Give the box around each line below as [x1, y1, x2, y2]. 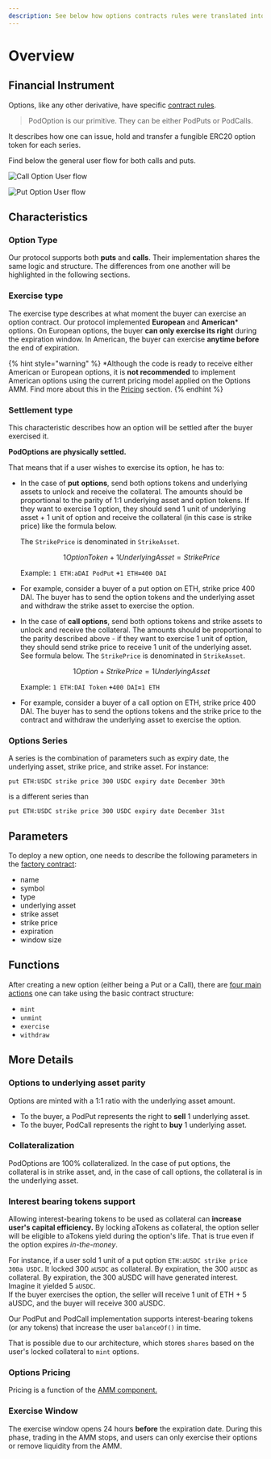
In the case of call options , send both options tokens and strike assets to [19, 616, 263, 626]
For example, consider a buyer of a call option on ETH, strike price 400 [19, 698, 256, 707]
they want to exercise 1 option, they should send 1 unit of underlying [19, 504, 246, 514]
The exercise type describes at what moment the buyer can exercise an [8, 308, 247, 318]
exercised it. [8, 431, 49, 441]
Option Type [8, 234, 58, 245]
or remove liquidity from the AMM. [8, 1440, 123, 1450]
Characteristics [8, 211, 89, 224]
